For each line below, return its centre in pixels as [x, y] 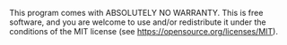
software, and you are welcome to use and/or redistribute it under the [138, 22]
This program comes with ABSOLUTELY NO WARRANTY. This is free [136, 13]
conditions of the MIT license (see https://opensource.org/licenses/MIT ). [143, 31]
